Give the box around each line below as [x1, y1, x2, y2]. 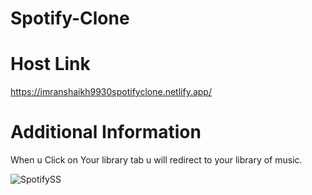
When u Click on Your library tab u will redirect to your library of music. [10, 154, 303, 166]
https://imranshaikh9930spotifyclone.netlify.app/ [10, 86, 212, 98]
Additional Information [10, 121, 202, 144]
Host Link [10, 53, 91, 76]
